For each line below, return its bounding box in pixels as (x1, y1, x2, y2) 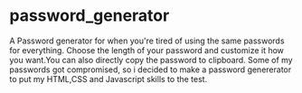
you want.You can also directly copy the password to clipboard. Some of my (9, 54, 293, 65)
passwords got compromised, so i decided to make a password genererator (9, 64, 292, 75)
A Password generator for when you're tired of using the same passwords (9, 35, 285, 46)
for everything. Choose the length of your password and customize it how (9, 44, 285, 55)
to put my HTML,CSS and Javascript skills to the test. (9, 73, 208, 84)
